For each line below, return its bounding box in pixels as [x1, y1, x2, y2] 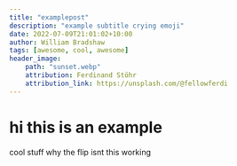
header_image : [9, 54, 62, 63]
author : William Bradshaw [9, 37, 105, 47]
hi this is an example [9, 117, 162, 138]
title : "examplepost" [9, 12, 90, 22]
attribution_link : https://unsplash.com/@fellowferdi [25, 79, 228, 88]
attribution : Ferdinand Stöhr [25, 71, 138, 80]
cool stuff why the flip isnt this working [9, 146, 152, 157]
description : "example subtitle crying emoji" [9, 21, 185, 30]
